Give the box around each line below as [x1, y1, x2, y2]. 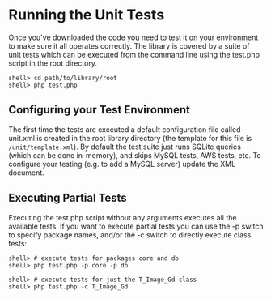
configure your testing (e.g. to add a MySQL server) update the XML [8, 159, 236, 169]
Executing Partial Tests [8, 191, 127, 205]
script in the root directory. [8, 58, 97, 68]
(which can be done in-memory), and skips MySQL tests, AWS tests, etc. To [8, 150, 261, 160]
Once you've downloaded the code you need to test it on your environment [8, 32, 259, 42]
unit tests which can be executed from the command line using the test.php [8, 49, 260, 59]
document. [8, 168, 44, 177]
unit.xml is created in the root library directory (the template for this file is [8, 133, 252, 143]
